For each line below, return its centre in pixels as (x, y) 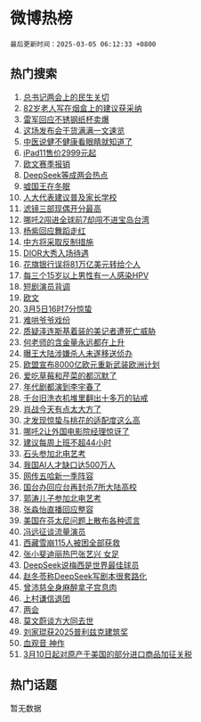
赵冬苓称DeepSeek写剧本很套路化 (85, 576)
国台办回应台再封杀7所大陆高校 (80, 487)
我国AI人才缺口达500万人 (69, 464)
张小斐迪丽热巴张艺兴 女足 (71, 554)
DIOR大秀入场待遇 (56, 253)
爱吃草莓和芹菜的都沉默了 (70, 375)
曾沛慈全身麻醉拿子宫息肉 (70, 587)
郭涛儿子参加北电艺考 (62, 498)
